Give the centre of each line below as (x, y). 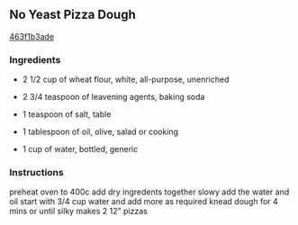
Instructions (37, 173)
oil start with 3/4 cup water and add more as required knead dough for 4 (144, 202)
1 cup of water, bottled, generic (80, 149)
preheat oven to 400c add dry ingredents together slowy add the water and (149, 192)
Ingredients (35, 59)
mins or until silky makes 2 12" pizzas (79, 211)
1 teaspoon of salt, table (67, 114)
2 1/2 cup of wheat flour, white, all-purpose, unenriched (126, 79)
